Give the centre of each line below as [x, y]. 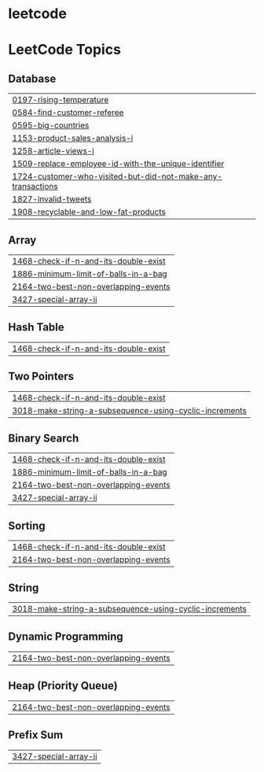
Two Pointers [41, 377]
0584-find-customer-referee [68, 113]
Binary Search [44, 439]
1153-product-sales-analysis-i [73, 139]
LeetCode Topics [65, 50]
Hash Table [36, 327]
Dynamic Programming [66, 637]
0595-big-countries [51, 125]
